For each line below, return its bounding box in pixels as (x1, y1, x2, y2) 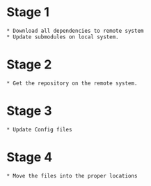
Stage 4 (6, 150, 53, 165)
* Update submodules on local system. (6, 33, 119, 41)
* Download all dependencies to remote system (6, 27, 144, 34)
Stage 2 (6, 57, 52, 73)
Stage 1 (6, 4, 50, 20)
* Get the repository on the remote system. (6, 80, 138, 87)
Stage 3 (6, 103, 53, 119)
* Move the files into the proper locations (6, 172, 138, 179)
